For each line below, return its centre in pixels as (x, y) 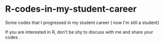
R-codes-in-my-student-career (71, 9)
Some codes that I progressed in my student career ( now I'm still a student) (82, 22)
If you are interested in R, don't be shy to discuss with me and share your (79, 32)
